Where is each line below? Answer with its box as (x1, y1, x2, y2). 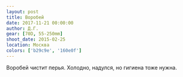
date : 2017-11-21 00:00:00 (6, 20, 74, 26)
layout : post (6, 8, 39, 15)
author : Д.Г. (6, 25, 39, 32)
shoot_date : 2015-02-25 (6, 36, 66, 42)
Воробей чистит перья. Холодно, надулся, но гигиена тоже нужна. (6, 64, 178, 71)
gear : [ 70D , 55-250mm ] (6, 31, 63, 37)
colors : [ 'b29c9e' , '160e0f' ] (6, 48, 82, 54)
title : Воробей (6, 14, 44, 20)
